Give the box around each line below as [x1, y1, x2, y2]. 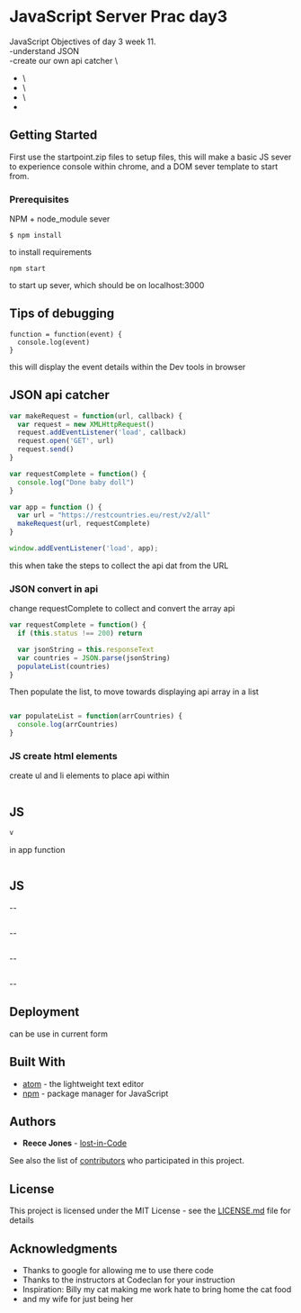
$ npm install [9, 231, 63, 240]
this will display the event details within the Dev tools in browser [9, 361, 246, 372]
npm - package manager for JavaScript [22, 1088, 169, 1099]
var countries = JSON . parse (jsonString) [17, 653, 171, 663]
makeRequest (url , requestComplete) [17, 520, 151, 529]
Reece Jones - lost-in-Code [22, 1137, 128, 1149]
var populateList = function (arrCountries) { [9, 711, 182, 721]
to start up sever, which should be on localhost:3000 [9, 280, 205, 291]
